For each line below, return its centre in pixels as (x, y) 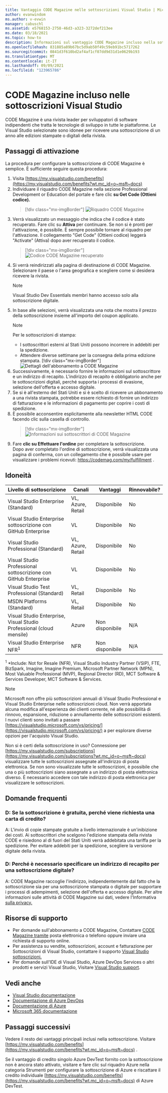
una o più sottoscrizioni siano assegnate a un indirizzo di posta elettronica (81, 772)
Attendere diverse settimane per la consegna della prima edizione (88, 355)
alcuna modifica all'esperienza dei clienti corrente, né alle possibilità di (78, 709)
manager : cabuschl (24, 24)
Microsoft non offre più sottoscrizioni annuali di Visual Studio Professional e (83, 698)
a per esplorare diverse (127, 730)
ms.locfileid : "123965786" (33, 71)
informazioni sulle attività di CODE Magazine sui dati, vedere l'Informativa (81, 897)
